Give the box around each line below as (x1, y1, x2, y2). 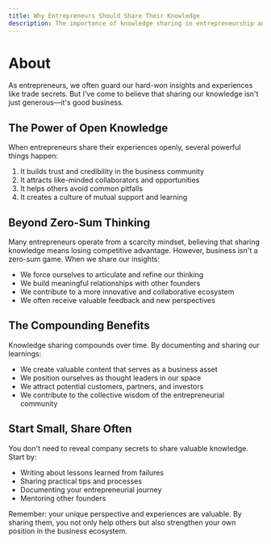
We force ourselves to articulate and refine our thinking (19, 270, 204, 280)
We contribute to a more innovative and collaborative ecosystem (19, 287, 235, 297)
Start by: (8, 452, 37, 462)
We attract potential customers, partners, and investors (19, 381, 204, 391)
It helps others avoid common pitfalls (19, 184, 144, 193)
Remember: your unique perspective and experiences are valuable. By (8, 509, 242, 518)
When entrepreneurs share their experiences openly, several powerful (8, 143, 241, 152)
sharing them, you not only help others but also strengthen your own (8, 517, 236, 527)
